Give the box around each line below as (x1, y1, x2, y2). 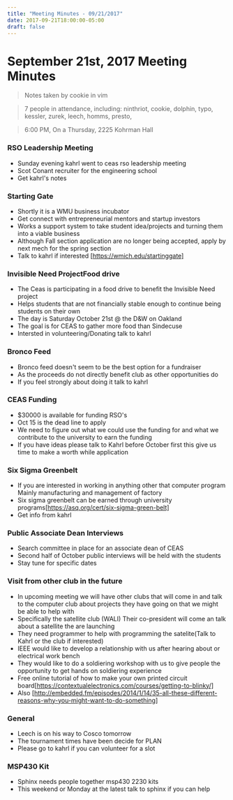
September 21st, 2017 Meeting (7, 53, 187, 69)
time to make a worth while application (17, 447, 129, 456)
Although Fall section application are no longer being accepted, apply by (17, 237, 227, 245)
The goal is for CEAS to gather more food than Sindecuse (17, 322, 183, 330)
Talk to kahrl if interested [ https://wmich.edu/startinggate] (17, 251, 184, 260)
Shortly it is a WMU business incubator (17, 207, 130, 215)
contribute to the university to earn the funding (17, 433, 152, 441)
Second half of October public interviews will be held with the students (17, 551, 221, 560)
